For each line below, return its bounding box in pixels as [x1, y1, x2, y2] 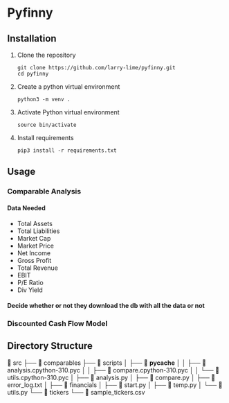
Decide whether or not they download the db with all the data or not [7, 302, 205, 310]
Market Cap [17, 234, 51, 242]
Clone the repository [17, 51, 76, 59]
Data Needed [7, 203, 46, 212]
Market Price [17, 241, 54, 250]
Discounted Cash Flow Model [7, 319, 108, 329]
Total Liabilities [17, 227, 60, 235]
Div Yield [17, 286, 43, 294]
